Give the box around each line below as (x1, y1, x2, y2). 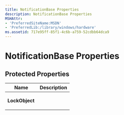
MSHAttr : (5, 16, 23, 21)
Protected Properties (5, 70, 69, 78)
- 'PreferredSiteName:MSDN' (5, 20, 62, 26)
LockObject (7, 98, 35, 104)
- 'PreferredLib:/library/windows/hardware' (5, 25, 96, 30)
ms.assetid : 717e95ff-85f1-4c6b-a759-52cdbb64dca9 (5, 30, 109, 34)
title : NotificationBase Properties (5, 7, 79, 12)
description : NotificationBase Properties (5, 12, 92, 16)
